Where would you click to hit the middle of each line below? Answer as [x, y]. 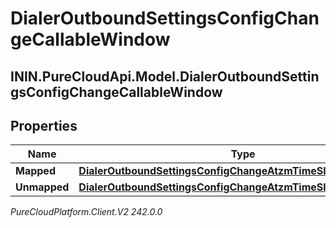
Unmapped [42, 187]
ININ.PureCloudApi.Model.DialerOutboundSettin [165, 76]
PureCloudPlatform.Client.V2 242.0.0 [86, 212]
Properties [44, 125]
